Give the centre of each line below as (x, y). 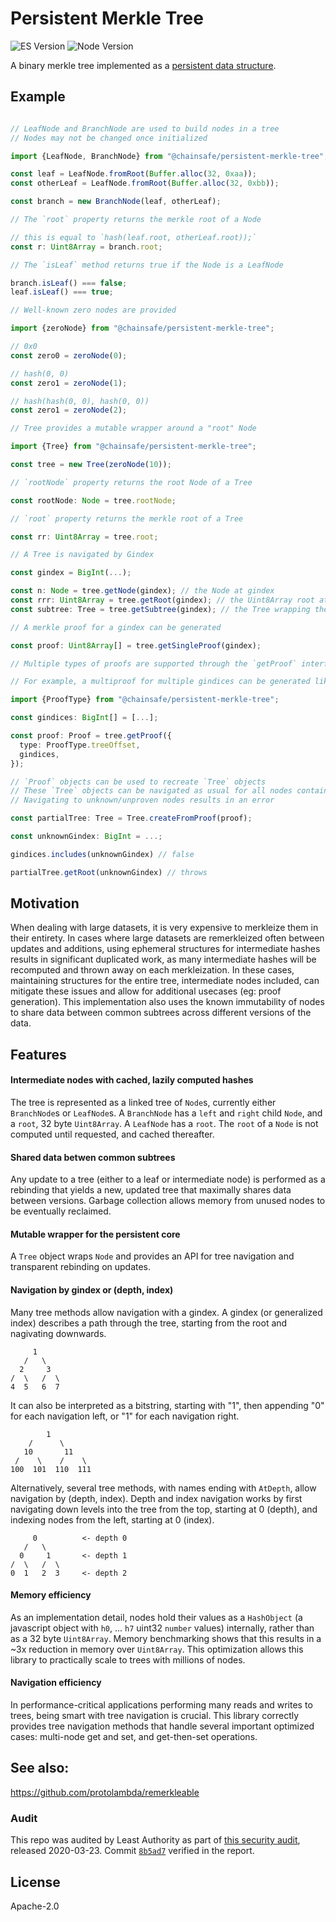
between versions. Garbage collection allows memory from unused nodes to (168, 1201)
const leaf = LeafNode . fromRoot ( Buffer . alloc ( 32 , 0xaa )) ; (133, 174)
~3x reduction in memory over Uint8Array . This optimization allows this (157, 1649)
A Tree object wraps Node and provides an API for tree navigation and (152, 1256)
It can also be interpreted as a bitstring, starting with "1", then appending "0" (167, 1405)
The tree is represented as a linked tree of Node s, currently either (143, 1103)
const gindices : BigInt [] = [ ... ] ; (84, 718)
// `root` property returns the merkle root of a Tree (127, 518)
